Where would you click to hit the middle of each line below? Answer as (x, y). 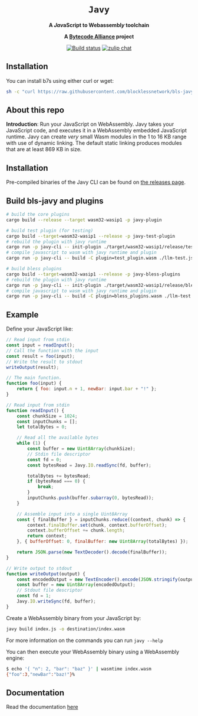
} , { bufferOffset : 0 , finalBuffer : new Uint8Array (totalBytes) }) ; (103, 542)
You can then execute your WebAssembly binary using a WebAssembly (93, 652)
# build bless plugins (34, 269)
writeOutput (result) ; (33, 367)
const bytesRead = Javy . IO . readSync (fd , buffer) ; (89, 465)
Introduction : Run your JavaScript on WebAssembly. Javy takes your (90, 124)
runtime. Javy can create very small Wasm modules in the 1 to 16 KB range (96, 137)
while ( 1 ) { (31, 443)
